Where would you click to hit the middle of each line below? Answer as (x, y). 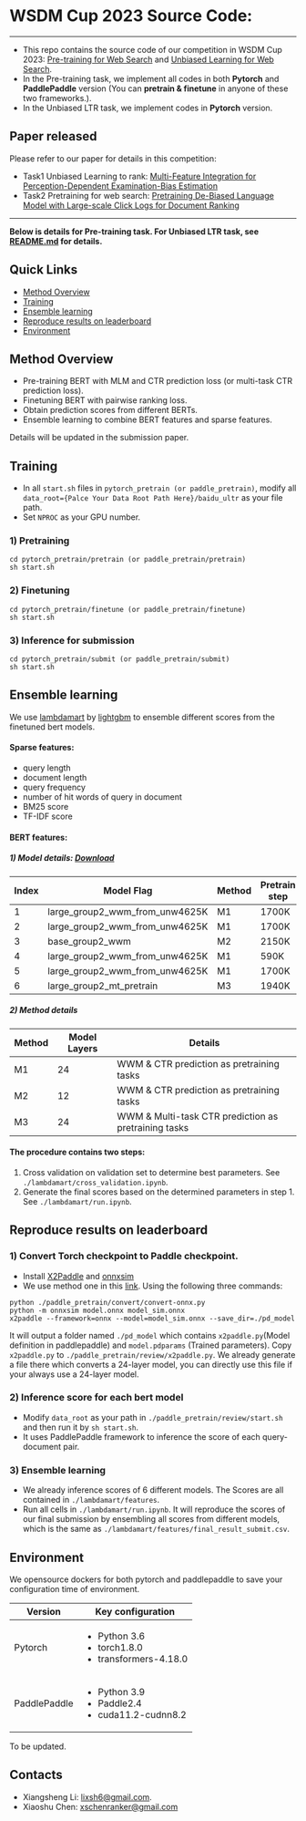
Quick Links (44, 270)
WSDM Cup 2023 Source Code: (131, 16)
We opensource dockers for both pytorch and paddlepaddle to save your (146, 1579)
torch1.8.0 (120, 1647)
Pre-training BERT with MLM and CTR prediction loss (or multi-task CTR (158, 381)
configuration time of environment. (75, 1588)
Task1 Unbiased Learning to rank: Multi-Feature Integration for (139, 176)
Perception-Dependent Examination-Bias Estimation (120, 186)
